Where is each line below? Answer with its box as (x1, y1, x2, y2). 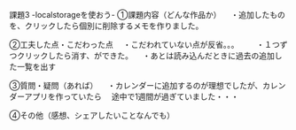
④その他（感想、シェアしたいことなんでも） (9, 111, 175, 120)
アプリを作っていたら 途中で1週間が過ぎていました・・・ (24, 91, 239, 102)
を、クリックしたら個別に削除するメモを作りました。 (9, 20, 204, 31)
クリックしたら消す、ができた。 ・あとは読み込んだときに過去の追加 (16, 50, 275, 61)
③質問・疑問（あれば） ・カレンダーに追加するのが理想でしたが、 (9, 80, 263, 90)
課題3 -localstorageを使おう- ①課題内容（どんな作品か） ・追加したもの (9, 10, 286, 19)
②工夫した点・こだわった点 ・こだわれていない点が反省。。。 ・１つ (9, 40, 281, 50)
